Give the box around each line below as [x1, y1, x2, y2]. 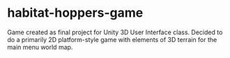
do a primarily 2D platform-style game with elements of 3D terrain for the [7, 35, 217, 43]
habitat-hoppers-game [7, 5, 144, 21]
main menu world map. [7, 43, 73, 51]
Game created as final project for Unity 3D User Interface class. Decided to [7, 28, 223, 36]
